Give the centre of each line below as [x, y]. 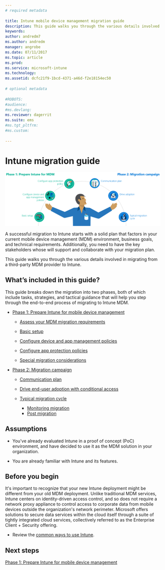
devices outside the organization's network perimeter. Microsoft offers [77, 510]
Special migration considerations [53, 360]
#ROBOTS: [14, 99]
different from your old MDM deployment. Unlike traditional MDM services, [81, 494]
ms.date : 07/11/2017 [26, 52]
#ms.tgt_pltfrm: [22, 126]
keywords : [15, 31]
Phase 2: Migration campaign [42, 369]
